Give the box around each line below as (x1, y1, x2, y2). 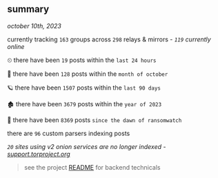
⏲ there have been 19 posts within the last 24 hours (7, 56, 157, 64)
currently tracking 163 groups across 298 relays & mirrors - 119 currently (7, 35, 212, 43)
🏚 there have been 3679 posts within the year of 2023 (7, 99, 162, 108)
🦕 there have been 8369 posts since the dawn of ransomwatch (7, 115, 182, 124)
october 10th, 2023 (7, 21, 62, 30)
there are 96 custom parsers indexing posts (7, 129, 130, 137)
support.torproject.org (7, 150, 70, 158)
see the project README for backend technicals (23, 163, 161, 171)
